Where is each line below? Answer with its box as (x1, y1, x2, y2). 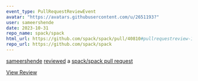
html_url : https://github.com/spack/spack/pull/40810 (6, 36, 141, 42)
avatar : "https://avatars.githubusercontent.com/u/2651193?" (6, 14, 160, 20)
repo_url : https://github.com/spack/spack (6, 42, 112, 48)
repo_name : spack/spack (6, 31, 65, 36)
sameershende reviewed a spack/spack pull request (6, 57, 133, 65)
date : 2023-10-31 (6, 25, 49, 31)
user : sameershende (6, 19, 54, 25)
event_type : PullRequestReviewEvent (6, 8, 96, 15)
